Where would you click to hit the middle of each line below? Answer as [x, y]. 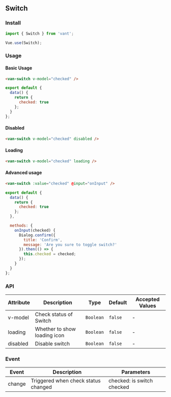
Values [148, 306]
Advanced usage [24, 172]
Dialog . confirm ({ [37, 235]
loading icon [50, 335]
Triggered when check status [66, 381]
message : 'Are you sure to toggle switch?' [70, 244]
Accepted [148, 299]
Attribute [19, 302]
